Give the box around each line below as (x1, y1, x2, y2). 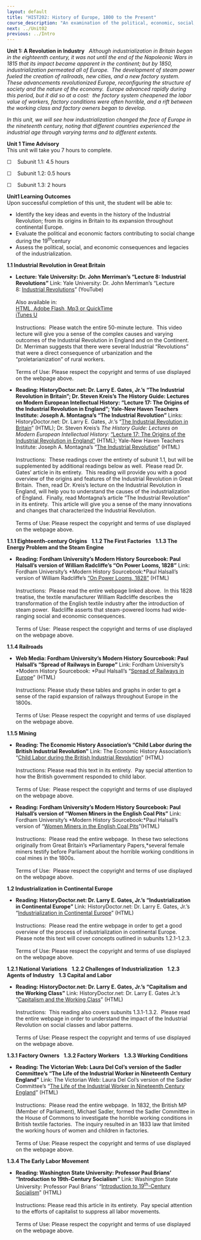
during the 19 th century (15, 237, 71, 244)
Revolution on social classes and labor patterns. (15, 1021, 134, 1028)
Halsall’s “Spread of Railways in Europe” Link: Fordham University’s (15, 661, 184, 668)
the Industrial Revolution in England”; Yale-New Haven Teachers (15, 405, 178, 412)
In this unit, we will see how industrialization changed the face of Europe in (7, 116, 191, 123)
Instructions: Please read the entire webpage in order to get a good (15, 922, 183, 929)
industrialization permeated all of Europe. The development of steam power (7, 66, 195, 73)
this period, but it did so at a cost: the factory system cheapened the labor (7, 92, 191, 99)
